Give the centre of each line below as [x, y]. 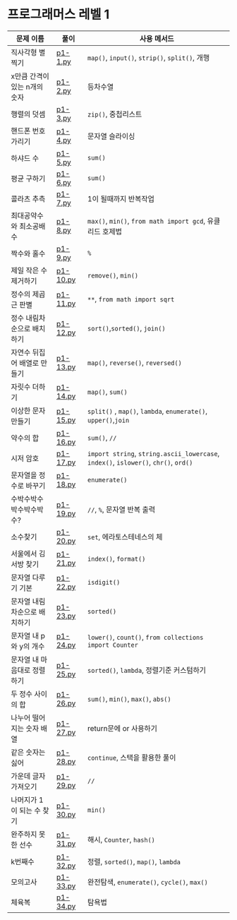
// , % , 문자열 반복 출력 [121, 509]
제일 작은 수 [29, 270]
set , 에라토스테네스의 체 [125, 537]
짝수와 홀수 [28, 253]
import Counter [113, 645]
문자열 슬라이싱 [111, 136]
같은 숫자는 [28, 752]
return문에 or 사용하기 [122, 728]
